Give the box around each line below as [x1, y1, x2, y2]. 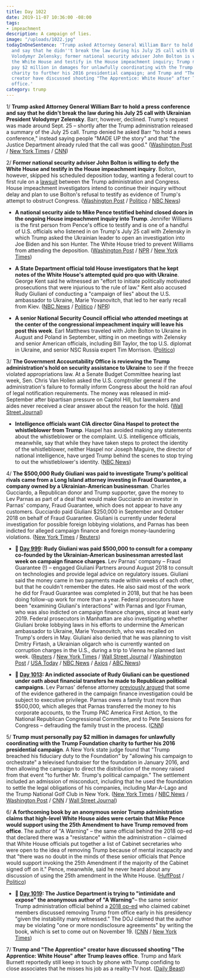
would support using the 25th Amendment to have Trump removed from [6, 821, 188, 828]
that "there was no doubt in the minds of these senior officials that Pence [6, 852, 186, 860]
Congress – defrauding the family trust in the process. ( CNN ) [14, 722, 164, 729]
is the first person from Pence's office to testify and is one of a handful [14, 221, 189, 228]
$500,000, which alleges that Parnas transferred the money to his [14, 702, 177, 710]
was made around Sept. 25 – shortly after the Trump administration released [6, 122, 193, 129]
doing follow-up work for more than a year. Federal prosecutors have [14, 595, 185, 603]
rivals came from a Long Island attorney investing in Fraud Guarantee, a [6, 476, 186, 483]
